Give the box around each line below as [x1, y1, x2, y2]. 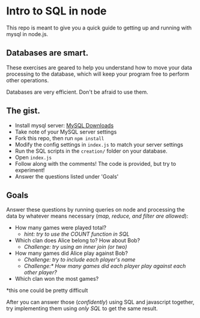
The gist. [6, 106, 40, 116]
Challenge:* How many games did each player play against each [23, 263, 186, 270]
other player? [23, 269, 57, 276]
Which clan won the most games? [14, 275, 99, 283]
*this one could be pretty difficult [6, 287, 88, 294]
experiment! [14, 167, 45, 174]
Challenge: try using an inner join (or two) [23, 243, 127, 251]
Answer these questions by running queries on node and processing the [6, 206, 185, 213]
